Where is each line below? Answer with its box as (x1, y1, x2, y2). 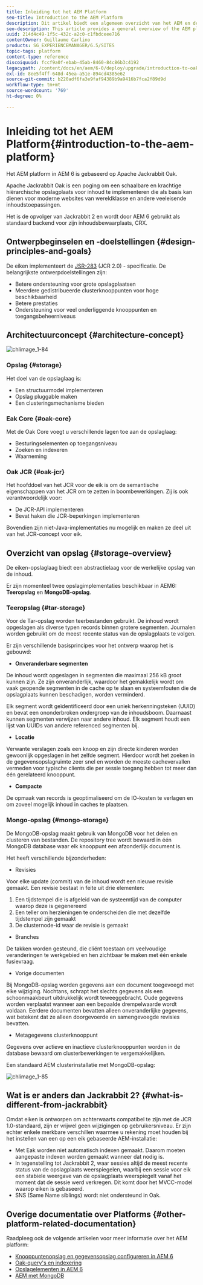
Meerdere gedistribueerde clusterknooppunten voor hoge (14, 286, 159, 294)
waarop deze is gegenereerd (14, 902, 87, 909)
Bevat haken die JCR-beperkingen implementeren (14, 512, 140, 520)
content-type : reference (6, 54, 69, 60)
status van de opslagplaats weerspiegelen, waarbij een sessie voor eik (14, 1166, 192, 1173)
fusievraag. (6, 958, 34, 965)
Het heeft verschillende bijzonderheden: (6, 854, 107, 861)
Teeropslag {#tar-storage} (6, 604, 86, 612)
